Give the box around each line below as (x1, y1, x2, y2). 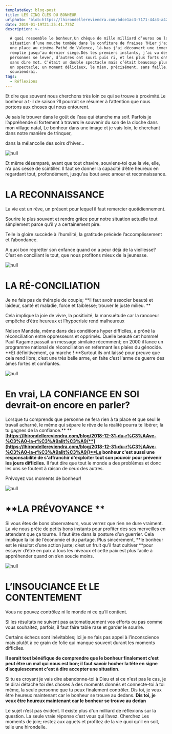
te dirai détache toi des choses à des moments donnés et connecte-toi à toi (5, 681, 165, 687)
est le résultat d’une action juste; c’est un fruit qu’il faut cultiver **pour (5, 542, 154, 548)
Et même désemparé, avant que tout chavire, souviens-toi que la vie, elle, (5, 160, 160, 166)
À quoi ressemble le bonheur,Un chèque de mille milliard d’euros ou (10, 36, 161, 41)
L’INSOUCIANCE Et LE (5, 581, 100, 592)
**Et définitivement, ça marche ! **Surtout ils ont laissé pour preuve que (5, 350, 160, 356)
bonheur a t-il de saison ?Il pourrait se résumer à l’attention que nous (5, 98, 150, 104)
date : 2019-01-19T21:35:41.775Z (5, 22, 74, 27)
